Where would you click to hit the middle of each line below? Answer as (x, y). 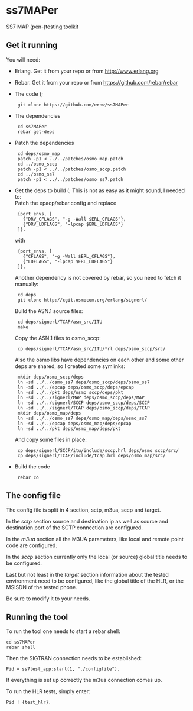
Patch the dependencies (44, 143)
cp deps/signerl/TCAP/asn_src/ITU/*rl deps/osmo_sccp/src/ (91, 349)
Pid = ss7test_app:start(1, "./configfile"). (63, 669)
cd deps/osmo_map (39, 153)
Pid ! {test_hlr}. (29, 702)
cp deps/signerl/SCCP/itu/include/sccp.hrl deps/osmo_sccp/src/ (98, 450)
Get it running (32, 45)
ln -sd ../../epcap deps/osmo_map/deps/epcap (74, 424)
